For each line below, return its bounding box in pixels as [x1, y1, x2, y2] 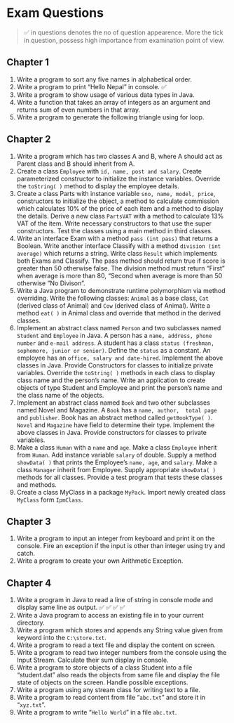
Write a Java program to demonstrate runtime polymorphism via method [16, 286, 226, 294]
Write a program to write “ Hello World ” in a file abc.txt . [16, 708, 177, 717]
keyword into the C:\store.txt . [16, 634, 106, 642]
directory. [16, 618, 45, 627]
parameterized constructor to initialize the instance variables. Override [16, 174, 221, 183]
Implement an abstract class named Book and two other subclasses [16, 398, 211, 407]
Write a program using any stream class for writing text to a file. [16, 686, 200, 694]
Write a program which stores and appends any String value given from [16, 626, 223, 634]
